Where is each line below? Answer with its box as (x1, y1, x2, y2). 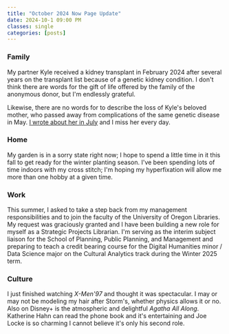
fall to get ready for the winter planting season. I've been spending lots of (7, 158, 215, 166)
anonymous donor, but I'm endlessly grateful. (7, 90, 136, 98)
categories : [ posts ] (7, 29, 67, 37)
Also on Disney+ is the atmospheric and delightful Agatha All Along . (7, 304, 199, 313)
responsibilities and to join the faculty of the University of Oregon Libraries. (7, 213, 220, 222)
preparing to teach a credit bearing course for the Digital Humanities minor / (7, 242, 222, 250)
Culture (7, 274, 33, 284)
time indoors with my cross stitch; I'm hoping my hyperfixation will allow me (7, 165, 222, 173)
